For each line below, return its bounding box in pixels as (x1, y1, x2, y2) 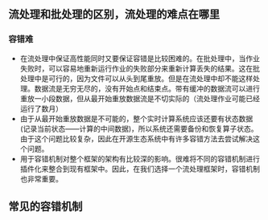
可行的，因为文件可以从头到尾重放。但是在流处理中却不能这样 (47, 73, 254, 83)
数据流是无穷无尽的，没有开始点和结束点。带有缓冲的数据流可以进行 (34, 84, 260, 93)
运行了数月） (19, 104, 63, 113)
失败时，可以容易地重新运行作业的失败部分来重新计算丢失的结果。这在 (19, 63, 254, 73)
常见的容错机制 (8, 200, 83, 214)
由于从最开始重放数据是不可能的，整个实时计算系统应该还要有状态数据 (19, 113, 254, 123)
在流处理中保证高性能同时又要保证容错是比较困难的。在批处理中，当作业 (19, 53, 260, 63)
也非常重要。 (19, 173, 63, 183)
